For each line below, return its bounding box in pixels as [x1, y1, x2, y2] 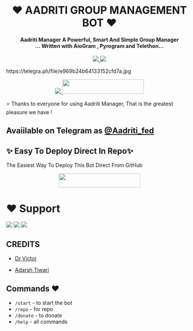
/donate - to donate [14, 312, 62, 319]
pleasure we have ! [6, 108, 52, 115]
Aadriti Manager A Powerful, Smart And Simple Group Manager [20, 36, 179, 43]
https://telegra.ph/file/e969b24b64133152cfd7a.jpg [6, 68, 131, 75]
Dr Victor [14, 255, 37, 262]
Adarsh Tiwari [14, 266, 49, 274]
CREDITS [6, 239, 40, 249]
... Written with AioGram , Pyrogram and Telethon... [35, 42, 164, 49]
